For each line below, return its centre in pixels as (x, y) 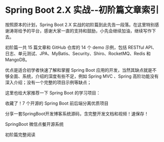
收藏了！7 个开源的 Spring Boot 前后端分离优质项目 (57, 103)
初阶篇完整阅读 (20, 134)
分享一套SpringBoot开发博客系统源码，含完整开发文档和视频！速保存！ (77, 114)
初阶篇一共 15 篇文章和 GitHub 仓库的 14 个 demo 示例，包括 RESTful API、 (81, 47)
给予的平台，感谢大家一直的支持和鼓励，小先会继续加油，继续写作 (85, 30)
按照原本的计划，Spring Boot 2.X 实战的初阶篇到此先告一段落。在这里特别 (80, 25)
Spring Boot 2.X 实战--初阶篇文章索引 (82, 10)
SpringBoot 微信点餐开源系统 (34, 124)
